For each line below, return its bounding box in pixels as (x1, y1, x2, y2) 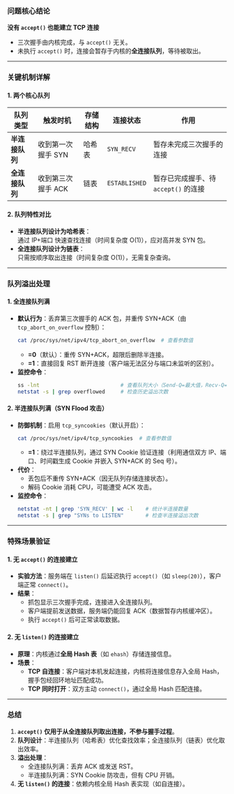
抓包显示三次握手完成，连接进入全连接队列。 (27, 598, 157, 606)
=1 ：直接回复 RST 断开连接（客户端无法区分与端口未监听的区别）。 (27, 359, 218, 367)
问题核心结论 (7, 6, 51, 15)
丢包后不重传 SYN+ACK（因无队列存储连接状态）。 (27, 474, 172, 482)
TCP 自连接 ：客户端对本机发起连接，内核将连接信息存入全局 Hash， (27, 667, 224, 675)
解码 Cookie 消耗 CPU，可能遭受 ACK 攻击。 (27, 483, 155, 491)
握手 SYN (38, 150, 68, 160)
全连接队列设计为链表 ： (17, 244, 85, 252)
